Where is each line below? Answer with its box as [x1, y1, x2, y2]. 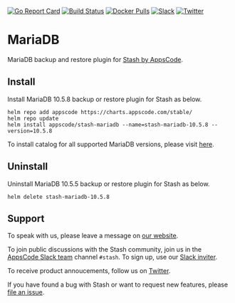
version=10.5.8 [7, 127, 53, 135]
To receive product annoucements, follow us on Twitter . [7, 267, 171, 275]
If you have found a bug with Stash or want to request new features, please [7, 280, 229, 289]
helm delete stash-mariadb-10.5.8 [7, 193, 110, 200]
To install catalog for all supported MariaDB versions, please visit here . [7, 140, 215, 148]
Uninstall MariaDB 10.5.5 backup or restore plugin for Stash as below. [7, 179, 210, 188]
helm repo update [7, 115, 59, 122]
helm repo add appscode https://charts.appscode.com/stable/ [7, 108, 193, 115]
